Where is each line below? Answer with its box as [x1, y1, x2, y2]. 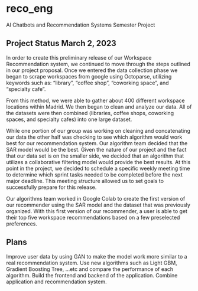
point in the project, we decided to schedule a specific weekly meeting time [6, 165, 190, 172]
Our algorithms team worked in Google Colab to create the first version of [6, 195, 186, 202]
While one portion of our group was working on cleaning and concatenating [6, 127, 191, 134]
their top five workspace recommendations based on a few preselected [6, 214, 180, 221]
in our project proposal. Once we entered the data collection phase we [6, 67, 178, 74]
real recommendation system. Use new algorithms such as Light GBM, [6, 259, 177, 266]
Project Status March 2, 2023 [6, 38, 116, 48]
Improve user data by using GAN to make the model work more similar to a [6, 253, 187, 260]
